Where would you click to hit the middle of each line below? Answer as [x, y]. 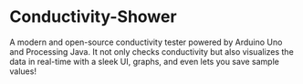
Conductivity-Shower [93, 17]
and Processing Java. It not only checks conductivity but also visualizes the [151, 51]
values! [23, 71]
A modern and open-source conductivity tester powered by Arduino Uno [146, 42]
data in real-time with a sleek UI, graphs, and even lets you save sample [145, 61]
